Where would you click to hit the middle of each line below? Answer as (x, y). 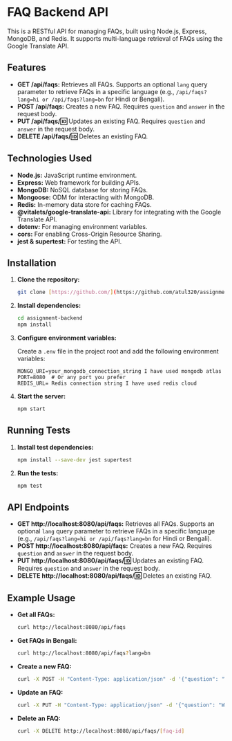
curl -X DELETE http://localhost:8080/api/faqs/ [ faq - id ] (101, 731)
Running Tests (39, 431)
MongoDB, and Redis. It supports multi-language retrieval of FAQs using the (115, 38)
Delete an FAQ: (39, 718)
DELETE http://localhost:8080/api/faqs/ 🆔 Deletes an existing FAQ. (114, 576)
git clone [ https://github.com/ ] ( (67, 292)
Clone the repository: (48, 280)
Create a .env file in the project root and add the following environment (118, 351)
